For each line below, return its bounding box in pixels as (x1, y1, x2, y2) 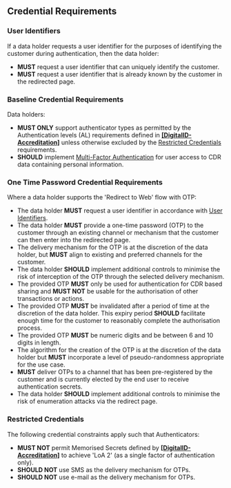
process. (17, 324, 43, 332)
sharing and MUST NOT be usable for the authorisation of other (17, 287, 199, 295)
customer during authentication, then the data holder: (7, 49, 159, 57)
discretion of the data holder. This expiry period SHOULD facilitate (17, 309, 205, 318)
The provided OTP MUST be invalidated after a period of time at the (17, 302, 210, 310)
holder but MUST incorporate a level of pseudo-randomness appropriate (17, 353, 224, 362)
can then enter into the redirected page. (17, 236, 131, 244)
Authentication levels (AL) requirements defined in (17, 130, 161, 139)
